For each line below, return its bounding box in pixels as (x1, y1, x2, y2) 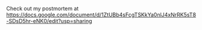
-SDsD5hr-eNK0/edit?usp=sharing (6, 18, 92, 24)
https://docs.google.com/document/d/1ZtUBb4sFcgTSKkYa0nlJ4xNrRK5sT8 (6, 11, 197, 18)
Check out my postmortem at (6, 5, 79, 12)
